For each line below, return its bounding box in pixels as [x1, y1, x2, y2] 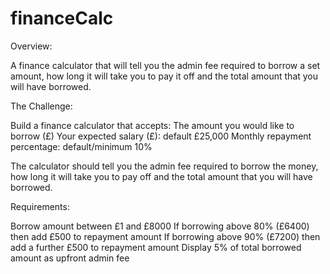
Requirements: [10, 200, 70, 212]
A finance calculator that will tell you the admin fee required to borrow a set [10, 59, 321, 71]
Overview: [10, 40, 53, 52]
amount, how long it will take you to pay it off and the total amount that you [10, 70, 319, 82]
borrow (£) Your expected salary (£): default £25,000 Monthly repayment [10, 130, 312, 142]
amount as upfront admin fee [10, 252, 130, 264]
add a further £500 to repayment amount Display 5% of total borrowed [10, 241, 302, 253]
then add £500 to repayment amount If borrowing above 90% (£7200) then [10, 230, 321, 242]
